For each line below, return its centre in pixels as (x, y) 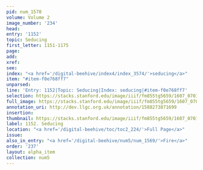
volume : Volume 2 (28, 17)
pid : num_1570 (24, 12)
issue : (14, 135)
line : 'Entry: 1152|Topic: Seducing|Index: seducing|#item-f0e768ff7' (97, 90)
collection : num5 (28, 157)
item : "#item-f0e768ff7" (37, 79)
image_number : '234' (32, 23)
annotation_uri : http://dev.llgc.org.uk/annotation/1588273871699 (92, 107)
